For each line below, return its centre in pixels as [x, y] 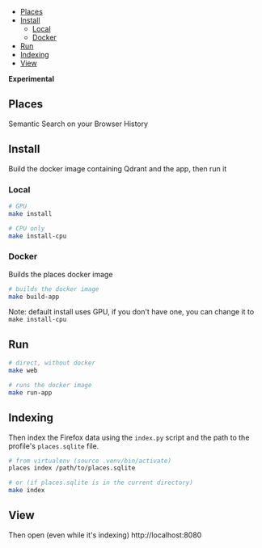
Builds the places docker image [61, 274]
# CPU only [27, 228]
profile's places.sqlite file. [54, 446]
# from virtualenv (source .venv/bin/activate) [90, 461]
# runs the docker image [50, 386]
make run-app [30, 392]
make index [27, 491]
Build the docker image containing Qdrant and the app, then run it [118, 168]
